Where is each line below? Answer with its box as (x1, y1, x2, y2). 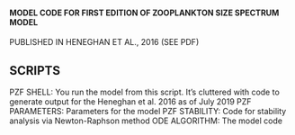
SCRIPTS (9, 63, 61, 78)
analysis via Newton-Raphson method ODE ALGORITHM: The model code (9, 115, 283, 126)
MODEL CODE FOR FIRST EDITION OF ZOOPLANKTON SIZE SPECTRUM (9, 7, 280, 18)
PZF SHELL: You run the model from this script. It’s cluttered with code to (9, 86, 281, 98)
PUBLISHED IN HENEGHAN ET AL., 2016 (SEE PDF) (9, 37, 200, 48)
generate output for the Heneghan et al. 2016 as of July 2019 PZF (9, 96, 252, 107)
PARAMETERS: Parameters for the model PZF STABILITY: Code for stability (9, 106, 287, 117)
